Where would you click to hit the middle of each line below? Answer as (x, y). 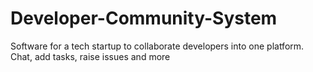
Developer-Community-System (144, 18)
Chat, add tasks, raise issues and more (90, 56)
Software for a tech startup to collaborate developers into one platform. (157, 46)
